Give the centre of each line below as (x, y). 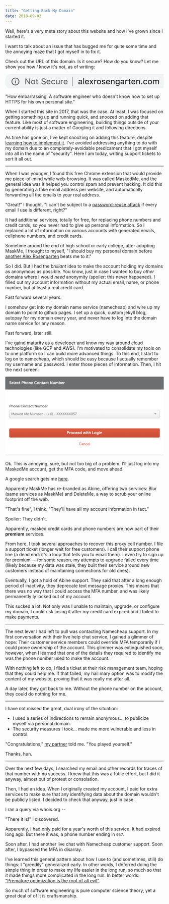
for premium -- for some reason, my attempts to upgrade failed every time (82, 560)
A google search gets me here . (37, 479)
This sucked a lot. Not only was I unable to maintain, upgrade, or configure (82, 606)
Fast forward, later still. (29, 333)
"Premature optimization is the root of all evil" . (53, 881)
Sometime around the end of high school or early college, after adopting (80, 246)
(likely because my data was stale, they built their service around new (77, 565)
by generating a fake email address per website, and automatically (74, 190)
